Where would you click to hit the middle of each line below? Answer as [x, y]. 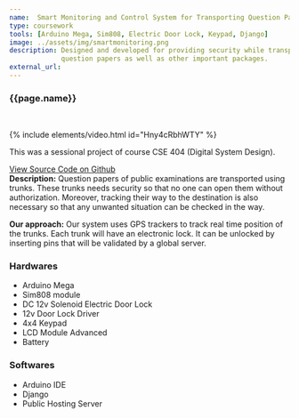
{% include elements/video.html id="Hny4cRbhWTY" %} [113, 135]
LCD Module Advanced [65, 333]
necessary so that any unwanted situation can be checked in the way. [137, 207]
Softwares [32, 366]
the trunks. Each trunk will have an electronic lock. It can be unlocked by [142, 234]
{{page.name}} [43, 98]
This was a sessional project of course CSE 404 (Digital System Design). [142, 152]
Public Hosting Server [62, 403]
